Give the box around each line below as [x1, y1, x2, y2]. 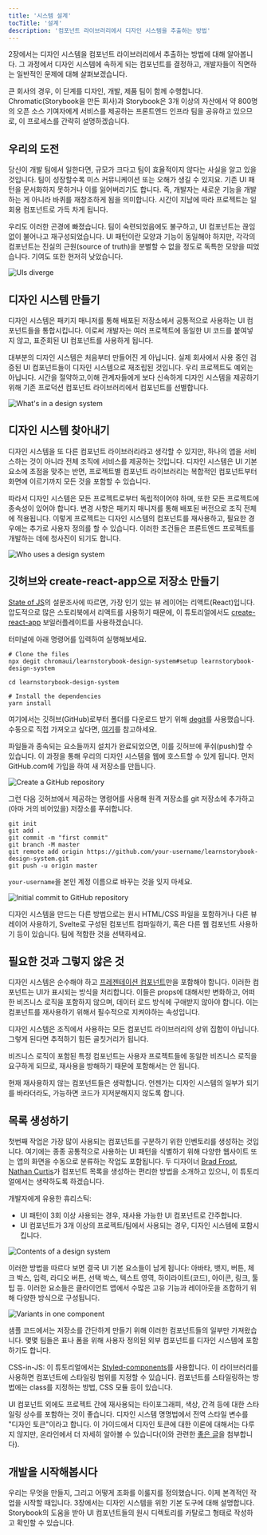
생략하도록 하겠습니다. [35, 1177, 105, 1186]
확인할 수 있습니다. [16, 1518, 74, 1528]
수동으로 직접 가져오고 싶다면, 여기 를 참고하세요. [8, 724, 158, 734]
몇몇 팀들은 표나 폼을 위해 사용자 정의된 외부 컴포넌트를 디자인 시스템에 [25, 1336, 245, 1346]
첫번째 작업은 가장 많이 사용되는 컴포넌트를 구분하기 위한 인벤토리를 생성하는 [8, 1137, 245, 1146]
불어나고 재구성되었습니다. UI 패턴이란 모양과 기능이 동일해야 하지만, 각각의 [22, 232, 256, 241]
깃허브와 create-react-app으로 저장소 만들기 [8, 575, 220, 588]
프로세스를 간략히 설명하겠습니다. [26, 117, 130, 126]
